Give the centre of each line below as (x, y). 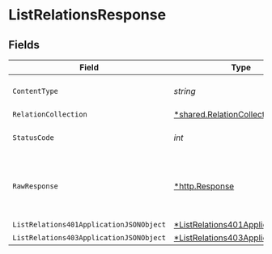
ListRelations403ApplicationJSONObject (89, 237)
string (185, 91)
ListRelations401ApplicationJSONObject (89, 224)
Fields (24, 45)
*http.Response (204, 186)
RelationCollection (50, 114)
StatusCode (33, 138)
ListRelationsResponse (87, 15)
